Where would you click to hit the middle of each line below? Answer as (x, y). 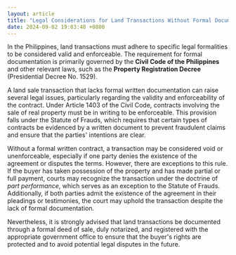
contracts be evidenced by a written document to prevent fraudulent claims (117, 128)
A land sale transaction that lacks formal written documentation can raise (113, 90)
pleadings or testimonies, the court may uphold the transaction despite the (115, 201)
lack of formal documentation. (51, 209)
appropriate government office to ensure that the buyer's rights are (104, 237)
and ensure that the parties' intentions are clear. (77, 135)
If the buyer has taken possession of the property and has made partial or (114, 171)
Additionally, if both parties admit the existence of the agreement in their (112, 193)
